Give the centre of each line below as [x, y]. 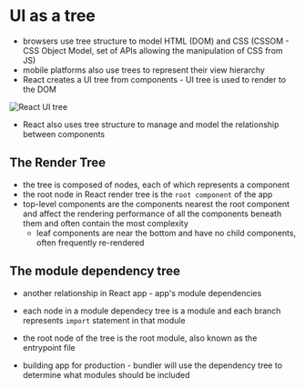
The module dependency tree [95, 271]
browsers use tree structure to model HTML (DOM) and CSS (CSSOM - [156, 41]
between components [64, 134]
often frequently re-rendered [90, 243]
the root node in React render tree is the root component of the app [147, 194]
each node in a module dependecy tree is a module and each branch [152, 311]
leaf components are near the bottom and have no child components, [166, 233]
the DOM [40, 89]
